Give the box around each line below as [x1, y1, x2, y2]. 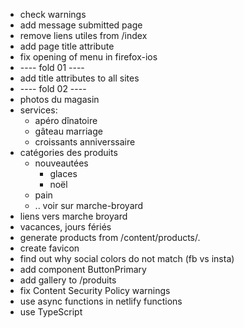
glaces [49, 168, 78, 179]
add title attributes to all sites [19, 72, 140, 84]
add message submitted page [19, 19, 143, 31]
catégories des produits [19, 147, 118, 158]
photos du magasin [19, 94, 100, 105]
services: [19, 104, 58, 116]
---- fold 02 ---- [19, 83, 87, 94]
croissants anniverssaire [34, 136, 136, 148]
